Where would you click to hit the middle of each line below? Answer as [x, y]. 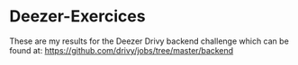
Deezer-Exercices [77, 16]
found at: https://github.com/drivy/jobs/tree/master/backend [122, 50]
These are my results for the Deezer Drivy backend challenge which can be [149, 41]
